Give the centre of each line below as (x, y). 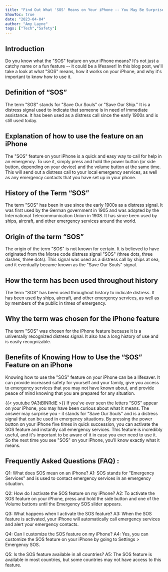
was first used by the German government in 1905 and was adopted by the (82, 210)
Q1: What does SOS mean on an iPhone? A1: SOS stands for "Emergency (80, 473)
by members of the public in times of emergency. (56, 303)
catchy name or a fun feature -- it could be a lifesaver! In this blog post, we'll (84, 66)
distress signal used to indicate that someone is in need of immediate (76, 110)
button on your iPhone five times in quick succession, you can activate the (82, 424)
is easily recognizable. (28, 341)
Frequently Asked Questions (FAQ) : (62, 461)
